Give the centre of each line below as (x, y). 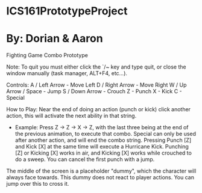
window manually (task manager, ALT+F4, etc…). (67, 73)
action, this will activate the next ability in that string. (71, 116)
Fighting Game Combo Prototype (47, 55)
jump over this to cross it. (38, 184)
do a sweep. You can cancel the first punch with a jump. (85, 159)
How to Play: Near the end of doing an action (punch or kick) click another (99, 109)
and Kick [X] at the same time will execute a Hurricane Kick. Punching (102, 147)
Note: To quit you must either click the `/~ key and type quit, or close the (96, 67)
